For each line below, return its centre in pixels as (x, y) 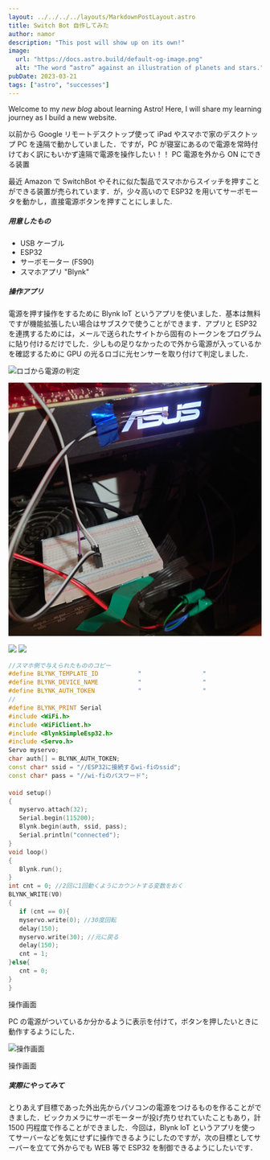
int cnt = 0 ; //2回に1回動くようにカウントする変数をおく (96, 886)
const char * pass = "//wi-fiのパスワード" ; (79, 775)
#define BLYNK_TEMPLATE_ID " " (107, 674)
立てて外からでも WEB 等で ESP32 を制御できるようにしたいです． (146, 1147)
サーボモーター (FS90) (57, 261)
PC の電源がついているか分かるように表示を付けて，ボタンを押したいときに (133, 1021)
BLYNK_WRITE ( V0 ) (35, 895)
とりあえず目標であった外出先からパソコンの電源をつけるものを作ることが (131, 1107)
